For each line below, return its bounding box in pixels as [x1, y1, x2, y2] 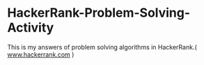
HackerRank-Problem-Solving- [7, 5, 191, 21]
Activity [7, 20, 54, 36]
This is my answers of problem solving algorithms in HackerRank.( [7, 43, 197, 51]
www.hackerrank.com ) [7, 50, 74, 59]
